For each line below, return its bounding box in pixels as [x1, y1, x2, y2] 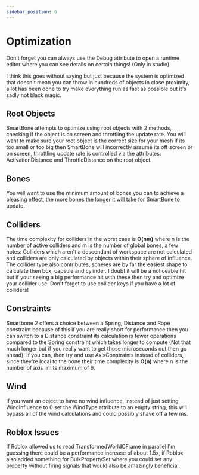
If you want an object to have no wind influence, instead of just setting [6, 397, 179, 404]
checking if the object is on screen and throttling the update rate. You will [6, 131, 186, 138]
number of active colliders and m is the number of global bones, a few [6, 242, 179, 249]
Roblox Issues [6, 427, 60, 437]
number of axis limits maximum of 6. [6, 364, 95, 371]
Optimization [6, 34, 71, 48]
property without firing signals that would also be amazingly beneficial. [6, 462, 181, 470]
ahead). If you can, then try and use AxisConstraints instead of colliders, [6, 351, 184, 358]
